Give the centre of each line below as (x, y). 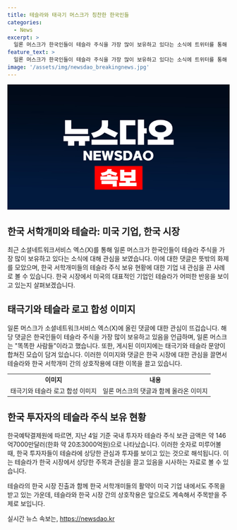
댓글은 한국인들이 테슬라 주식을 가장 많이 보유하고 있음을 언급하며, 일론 (111, 337)
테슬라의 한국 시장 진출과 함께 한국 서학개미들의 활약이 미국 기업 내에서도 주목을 (116, 486)
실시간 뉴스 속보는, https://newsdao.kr (61, 519)
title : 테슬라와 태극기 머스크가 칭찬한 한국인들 (68, 15)
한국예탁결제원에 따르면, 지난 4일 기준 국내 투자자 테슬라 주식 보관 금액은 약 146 (117, 436)
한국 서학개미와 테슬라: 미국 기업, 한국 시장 (93, 231)
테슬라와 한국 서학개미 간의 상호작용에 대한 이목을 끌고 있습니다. (95, 363)
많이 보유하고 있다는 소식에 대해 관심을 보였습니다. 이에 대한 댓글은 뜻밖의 (115, 259)
